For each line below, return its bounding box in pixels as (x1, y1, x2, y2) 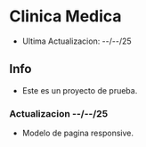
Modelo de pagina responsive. (21, 127, 134, 139)
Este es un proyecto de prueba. (21, 85, 138, 95)
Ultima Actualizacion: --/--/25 (21, 36, 132, 46)
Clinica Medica (9, 6, 122, 27)
